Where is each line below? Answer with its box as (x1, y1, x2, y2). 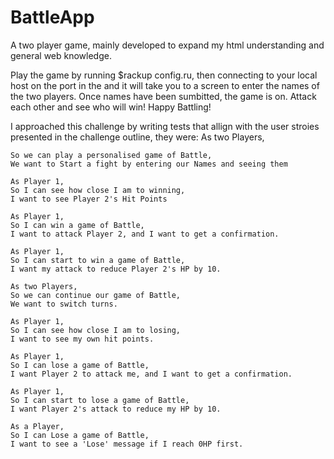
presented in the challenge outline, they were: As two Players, (10, 131, 265, 143)
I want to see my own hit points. (10, 334, 155, 344)
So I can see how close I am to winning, (10, 185, 186, 195)
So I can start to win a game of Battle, (10, 255, 186, 265)
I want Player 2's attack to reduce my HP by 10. (10, 404, 222, 414)
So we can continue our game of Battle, (10, 290, 182, 300)
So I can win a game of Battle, (10, 220, 145, 230)
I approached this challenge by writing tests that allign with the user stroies (10, 120, 320, 132)
